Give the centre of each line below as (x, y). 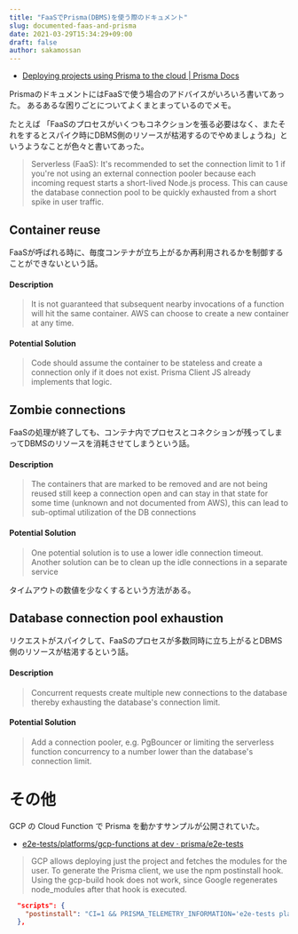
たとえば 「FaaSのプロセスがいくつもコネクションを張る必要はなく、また (144, 124)
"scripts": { (41, 906)
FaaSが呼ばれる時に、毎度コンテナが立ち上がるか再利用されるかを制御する (146, 252)
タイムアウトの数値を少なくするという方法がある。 (102, 590)
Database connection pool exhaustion (117, 618)
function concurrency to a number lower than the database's (142, 751)
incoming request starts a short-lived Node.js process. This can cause (159, 183)
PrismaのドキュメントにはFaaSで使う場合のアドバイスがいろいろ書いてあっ (147, 94)
